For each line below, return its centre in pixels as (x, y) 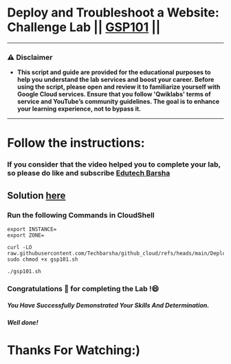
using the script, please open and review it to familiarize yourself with (119, 87)
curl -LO (20, 248)
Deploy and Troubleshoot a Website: (113, 13)
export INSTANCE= (32, 229)
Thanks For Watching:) (74, 351)
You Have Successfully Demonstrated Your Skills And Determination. (108, 305)
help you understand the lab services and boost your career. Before (115, 80)
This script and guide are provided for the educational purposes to (114, 72)
